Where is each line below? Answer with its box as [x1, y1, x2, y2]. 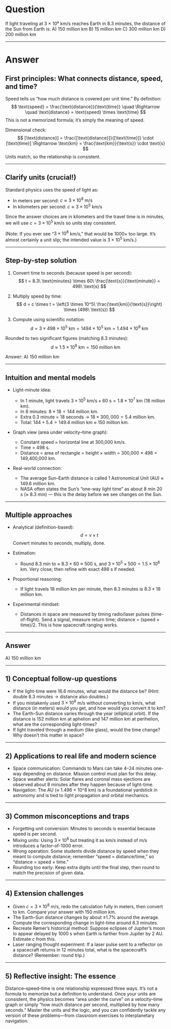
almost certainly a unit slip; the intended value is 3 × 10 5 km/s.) [5, 236, 137, 243]
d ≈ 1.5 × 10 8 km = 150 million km [50, 343, 121, 350]
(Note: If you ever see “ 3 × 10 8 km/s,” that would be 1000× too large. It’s [5, 229, 156, 236]
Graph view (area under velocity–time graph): [12, 429, 108, 435]
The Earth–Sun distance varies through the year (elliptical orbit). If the [12, 710, 159, 717]
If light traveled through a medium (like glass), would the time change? [12, 727, 160, 733]
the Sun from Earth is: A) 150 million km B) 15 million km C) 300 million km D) [5, 25, 166, 32]
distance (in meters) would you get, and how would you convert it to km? [12, 705, 166, 711]
